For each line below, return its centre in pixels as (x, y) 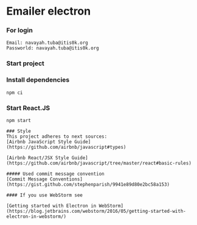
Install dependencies (38, 80)
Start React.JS (28, 108)
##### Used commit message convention (55, 174)
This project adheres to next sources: (57, 137)
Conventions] (66, 179)
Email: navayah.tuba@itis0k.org (47, 43)
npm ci (15, 93)
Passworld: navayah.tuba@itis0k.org (53, 48)
